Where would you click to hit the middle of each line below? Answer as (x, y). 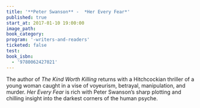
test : (13, 51)
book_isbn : (20, 56)
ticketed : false (26, 46)
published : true (26, 17)
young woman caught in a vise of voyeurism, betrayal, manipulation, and (96, 85)
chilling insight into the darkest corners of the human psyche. (82, 98)
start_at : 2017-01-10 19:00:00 (45, 23)
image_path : (21, 28)
